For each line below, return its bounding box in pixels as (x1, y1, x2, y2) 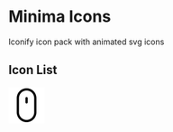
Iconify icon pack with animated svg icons (8, 36, 165, 47)
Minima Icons (8, 6, 112, 27)
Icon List (8, 62, 58, 78)
